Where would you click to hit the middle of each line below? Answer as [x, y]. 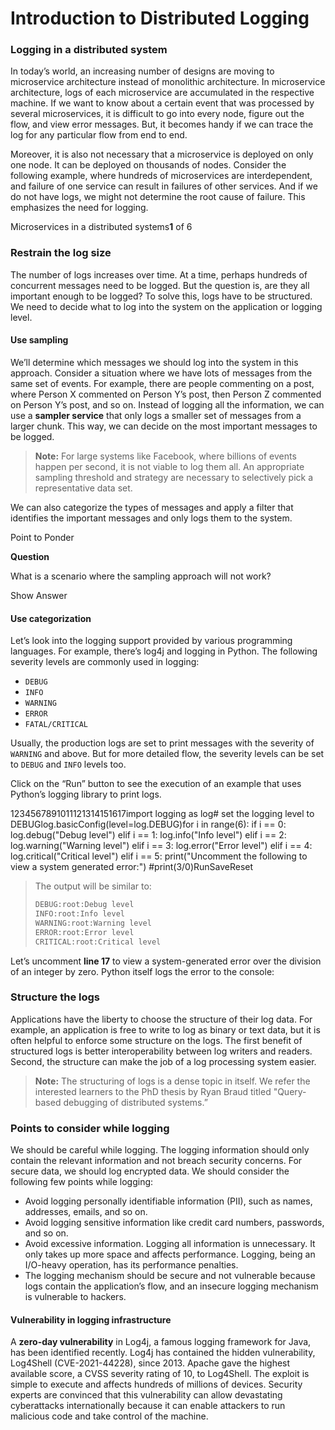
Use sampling [39, 340]
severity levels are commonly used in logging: [105, 662]
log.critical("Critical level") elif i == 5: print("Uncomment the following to [159, 856]
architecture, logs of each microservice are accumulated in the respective [162, 93]
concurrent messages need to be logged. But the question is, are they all [160, 285]
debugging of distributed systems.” [135, 1102]
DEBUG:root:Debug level [84, 905]
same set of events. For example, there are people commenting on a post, [162, 383]
